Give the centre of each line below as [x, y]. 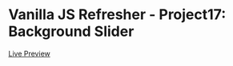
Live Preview [29, 53]
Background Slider [71, 31]
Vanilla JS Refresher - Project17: [117, 15]
